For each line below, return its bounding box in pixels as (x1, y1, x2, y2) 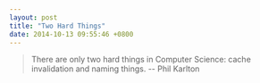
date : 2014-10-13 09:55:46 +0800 (9, 29, 134, 38)
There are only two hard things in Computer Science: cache (30, 54, 252, 65)
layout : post (9, 12, 58, 22)
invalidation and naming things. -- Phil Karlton (30, 63, 200, 74)
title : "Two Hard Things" (9, 21, 105, 30)
